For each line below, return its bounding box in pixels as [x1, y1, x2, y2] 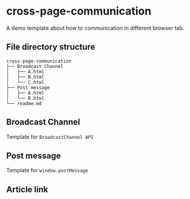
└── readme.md [6, 100, 42, 107]
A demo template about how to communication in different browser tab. [6, 24, 185, 32]
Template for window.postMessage [6, 167, 88, 174]
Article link [6, 184, 48, 195]
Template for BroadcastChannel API [6, 133, 94, 140]
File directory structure [6, 42, 96, 52]
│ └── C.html [6, 79, 45, 86]
